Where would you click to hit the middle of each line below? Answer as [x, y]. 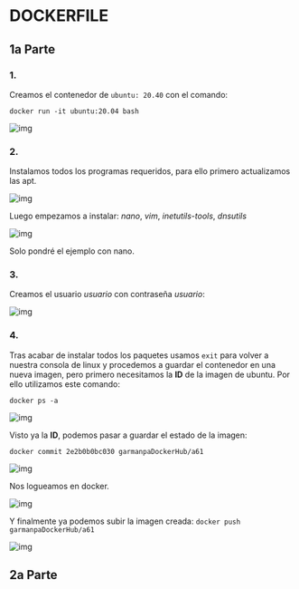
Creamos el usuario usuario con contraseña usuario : [107, 294]
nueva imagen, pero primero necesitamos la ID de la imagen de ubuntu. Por [150, 374]
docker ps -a [34, 401]
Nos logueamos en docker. [60, 486]
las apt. [23, 181]
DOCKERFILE [59, 16]
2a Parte [33, 575]
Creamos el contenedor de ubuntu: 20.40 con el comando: [119, 94]
